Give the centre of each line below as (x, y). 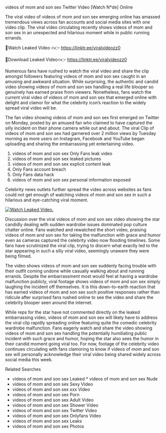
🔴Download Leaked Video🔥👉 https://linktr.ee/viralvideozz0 (66, 60)
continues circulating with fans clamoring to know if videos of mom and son (82, 349)
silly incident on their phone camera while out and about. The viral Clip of (80, 128)
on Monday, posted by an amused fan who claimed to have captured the (79, 123)
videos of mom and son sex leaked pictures (57, 159)
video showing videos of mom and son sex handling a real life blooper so (80, 87)
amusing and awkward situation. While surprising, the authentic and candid (82, 82)
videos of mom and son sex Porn (46, 395)
